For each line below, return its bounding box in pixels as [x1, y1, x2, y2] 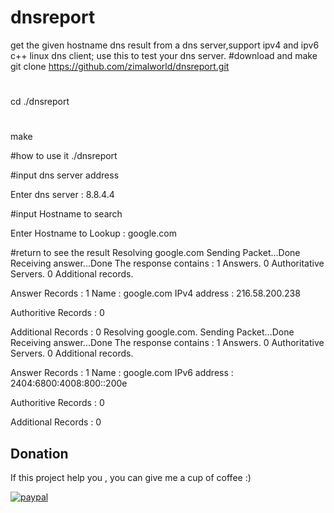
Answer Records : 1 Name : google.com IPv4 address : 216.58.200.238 [10, 287, 301, 300]
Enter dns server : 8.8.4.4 [10, 189, 115, 201]
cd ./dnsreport [10, 96, 70, 108]
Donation [10, 445, 69, 462]
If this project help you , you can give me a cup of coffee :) [10, 472, 252, 484]
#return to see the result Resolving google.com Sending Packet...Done [10, 247, 301, 259]
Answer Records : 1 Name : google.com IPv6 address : [10, 367, 234, 379]
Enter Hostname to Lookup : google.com [10, 227, 177, 240]
